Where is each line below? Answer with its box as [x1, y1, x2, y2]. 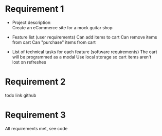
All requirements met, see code [5, 125, 68, 131]
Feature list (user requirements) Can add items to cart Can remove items [12, 34, 157, 40]
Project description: [12, 19, 52, 25]
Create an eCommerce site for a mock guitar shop [12, 24, 113, 30]
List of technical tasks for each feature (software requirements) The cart [12, 49, 157, 55]
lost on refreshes [12, 59, 46, 65]
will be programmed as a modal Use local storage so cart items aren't [12, 54, 152, 59]
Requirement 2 [5, 77, 66, 87]
